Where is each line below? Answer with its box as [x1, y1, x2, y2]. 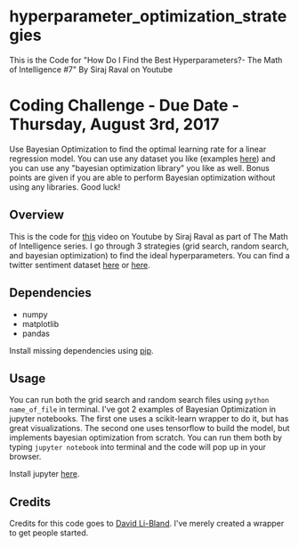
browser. [9, 452, 42, 462]
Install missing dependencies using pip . [9, 345, 154, 355]
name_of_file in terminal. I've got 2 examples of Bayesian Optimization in [9, 404, 277, 415]
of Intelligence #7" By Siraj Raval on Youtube [9, 64, 174, 75]
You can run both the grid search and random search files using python [9, 395, 270, 405]
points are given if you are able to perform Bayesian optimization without [9, 172, 276, 183]
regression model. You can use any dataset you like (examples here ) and [9, 153, 276, 164]
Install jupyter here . [9, 469, 80, 479]
